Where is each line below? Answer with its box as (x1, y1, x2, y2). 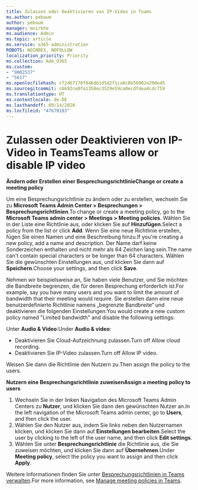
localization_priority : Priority (6, 53, 89, 59)
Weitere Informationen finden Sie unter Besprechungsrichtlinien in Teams (6, 471, 184, 478)
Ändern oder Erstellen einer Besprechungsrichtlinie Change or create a (6, 178, 183, 185)
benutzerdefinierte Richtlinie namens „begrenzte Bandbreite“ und (6, 301, 165, 308)
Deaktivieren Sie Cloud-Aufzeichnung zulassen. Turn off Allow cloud (14, 337, 180, 344)
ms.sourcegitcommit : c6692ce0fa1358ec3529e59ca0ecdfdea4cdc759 (6, 86, 165, 92)
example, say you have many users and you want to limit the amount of (6, 289, 179, 296)
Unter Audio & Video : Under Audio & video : (6, 325, 112, 333)
